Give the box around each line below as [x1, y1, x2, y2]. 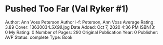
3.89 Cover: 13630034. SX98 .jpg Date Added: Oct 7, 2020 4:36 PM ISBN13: [5, 24, 156, 30]
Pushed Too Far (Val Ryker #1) [5, 3, 129, 14]
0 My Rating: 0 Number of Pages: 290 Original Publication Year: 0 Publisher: [5, 29, 159, 35]
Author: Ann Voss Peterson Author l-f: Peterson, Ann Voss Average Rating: [5, 19, 155, 25]
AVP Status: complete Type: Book [5, 34, 73, 40]
